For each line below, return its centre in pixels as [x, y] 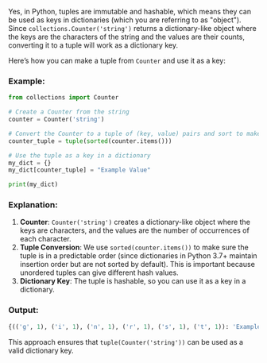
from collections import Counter [64, 98]
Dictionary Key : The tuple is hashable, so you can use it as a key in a [133, 281]
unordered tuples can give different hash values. [99, 272]
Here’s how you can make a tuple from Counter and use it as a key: [117, 60]
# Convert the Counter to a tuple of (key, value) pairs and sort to [126, 133]
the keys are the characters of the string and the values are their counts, [126, 37]
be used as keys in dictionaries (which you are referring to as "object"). [125, 20]
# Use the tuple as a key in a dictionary [79, 155]
